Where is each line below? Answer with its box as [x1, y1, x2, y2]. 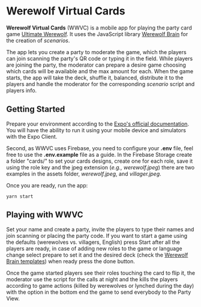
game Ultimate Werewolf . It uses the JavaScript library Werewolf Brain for [6, 30, 188, 37]
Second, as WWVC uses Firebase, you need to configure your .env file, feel [6, 144, 194, 151]
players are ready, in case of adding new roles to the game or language [6, 245, 182, 252]
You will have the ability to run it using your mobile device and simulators [6, 126, 186, 133]
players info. [6, 87, 37, 94]
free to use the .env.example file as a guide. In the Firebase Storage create [6, 151, 193, 158]
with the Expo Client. [6, 133, 58, 140]
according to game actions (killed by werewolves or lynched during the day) [6, 282, 194, 289]
